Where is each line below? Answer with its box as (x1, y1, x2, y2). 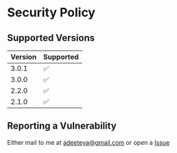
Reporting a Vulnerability (7, 120, 117, 132)
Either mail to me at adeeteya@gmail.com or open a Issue (7, 138, 170, 146)
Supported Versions (7, 32, 95, 44)
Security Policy (7, 5, 96, 20)
